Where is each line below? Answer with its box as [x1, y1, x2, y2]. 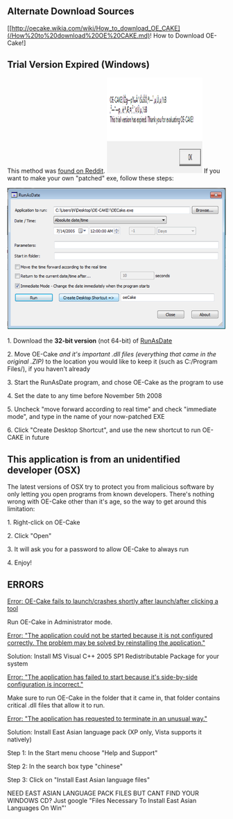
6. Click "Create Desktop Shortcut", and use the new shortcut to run [7, 426, 201, 434]
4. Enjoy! [7, 558, 33, 567]
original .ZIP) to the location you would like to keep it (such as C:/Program [7, 357, 218, 366]
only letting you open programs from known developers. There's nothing [7, 490, 215, 499]
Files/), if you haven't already [7, 365, 91, 373]
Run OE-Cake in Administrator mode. [7, 618, 113, 626]
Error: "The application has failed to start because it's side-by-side [7, 673, 198, 682]
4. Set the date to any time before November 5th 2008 [7, 392, 162, 400]
